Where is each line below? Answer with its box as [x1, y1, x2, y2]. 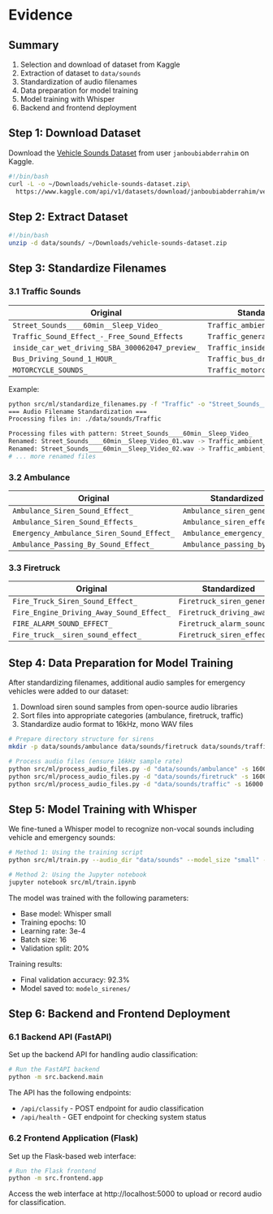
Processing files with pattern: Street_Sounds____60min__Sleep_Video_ [8, 429, 253, 438]
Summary [8, 38, 59, 52]
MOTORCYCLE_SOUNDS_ [12, 365, 88, 375]
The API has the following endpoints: [8, 1088, 132, 1098]
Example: [8, 384, 40, 394]
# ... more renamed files [8, 452, 96, 460]
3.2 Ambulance [8, 472, 71, 483]
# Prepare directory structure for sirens [8, 735, 154, 743]
